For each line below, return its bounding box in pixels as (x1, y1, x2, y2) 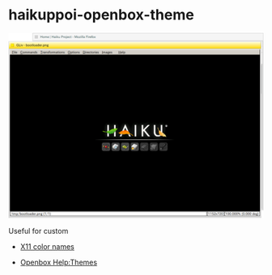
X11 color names (19, 241, 75, 252)
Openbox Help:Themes (19, 257, 98, 267)
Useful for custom (8, 226, 69, 235)
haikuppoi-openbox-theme (8, 6, 194, 24)
